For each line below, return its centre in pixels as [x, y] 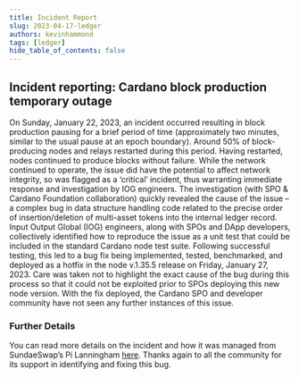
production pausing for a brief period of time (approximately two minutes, [144, 131]
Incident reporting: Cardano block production [138, 87]
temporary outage [61, 101]
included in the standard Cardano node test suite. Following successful [140, 246]
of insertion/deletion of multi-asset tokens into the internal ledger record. [144, 217]
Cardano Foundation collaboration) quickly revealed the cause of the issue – [149, 198]
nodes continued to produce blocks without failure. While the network [137, 160]
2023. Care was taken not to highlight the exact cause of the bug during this [149, 274]
